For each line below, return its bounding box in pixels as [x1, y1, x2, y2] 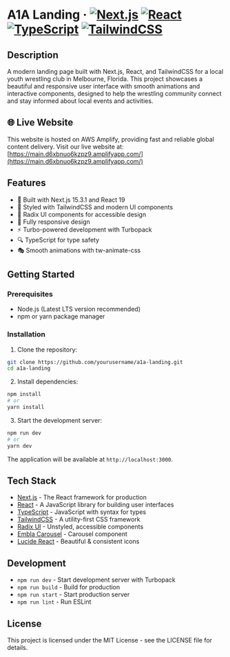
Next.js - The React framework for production [17, 493, 147, 502]
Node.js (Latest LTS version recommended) [17, 305, 141, 314]
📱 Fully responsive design [17, 218, 91, 226]
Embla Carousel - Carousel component [17, 530, 127, 538]
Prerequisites [7, 289, 53, 298]
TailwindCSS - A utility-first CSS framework [17, 515, 141, 524]
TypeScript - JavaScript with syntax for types [17, 508, 147, 516]
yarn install [7, 404, 45, 411]
